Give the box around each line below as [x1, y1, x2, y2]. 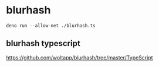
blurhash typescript [6, 38, 80, 48]
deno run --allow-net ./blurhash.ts [6, 23, 96, 29]
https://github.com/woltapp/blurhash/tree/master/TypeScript [6, 54, 154, 61]
